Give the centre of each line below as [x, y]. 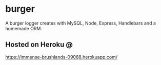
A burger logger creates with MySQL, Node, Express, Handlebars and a [81, 23]
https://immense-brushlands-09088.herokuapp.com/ [62, 57]
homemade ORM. [24, 28]
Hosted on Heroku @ [39, 45]
